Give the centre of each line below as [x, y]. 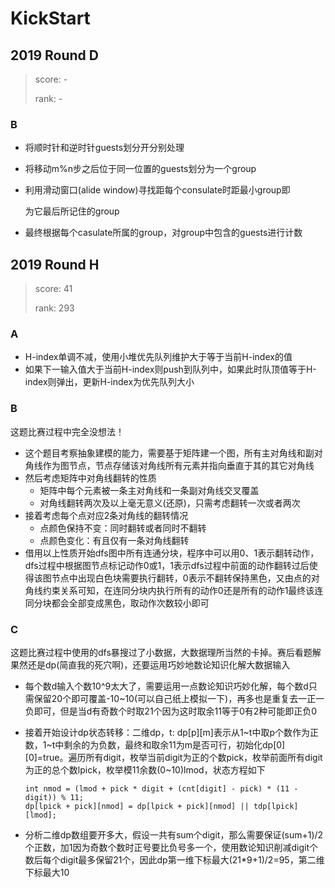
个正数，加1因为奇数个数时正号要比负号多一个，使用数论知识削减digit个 [171, 847]
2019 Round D [54, 55]
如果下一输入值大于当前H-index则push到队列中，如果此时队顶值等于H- [170, 369]
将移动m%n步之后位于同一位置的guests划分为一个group [140, 169]
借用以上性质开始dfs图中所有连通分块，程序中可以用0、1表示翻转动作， [172, 553]
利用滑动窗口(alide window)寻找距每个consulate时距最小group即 [157, 190]
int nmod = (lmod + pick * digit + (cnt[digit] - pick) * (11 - [161, 789]
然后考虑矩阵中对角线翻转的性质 [90, 478]
